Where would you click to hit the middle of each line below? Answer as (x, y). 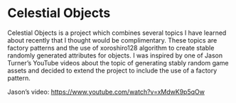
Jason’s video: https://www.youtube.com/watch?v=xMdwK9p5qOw (106, 92)
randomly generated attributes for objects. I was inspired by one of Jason (115, 55)
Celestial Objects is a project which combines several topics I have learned (117, 33)
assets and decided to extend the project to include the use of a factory (112, 70)
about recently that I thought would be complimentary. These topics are (112, 40)
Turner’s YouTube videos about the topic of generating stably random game (118, 63)
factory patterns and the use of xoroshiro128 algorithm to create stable (111, 48)
